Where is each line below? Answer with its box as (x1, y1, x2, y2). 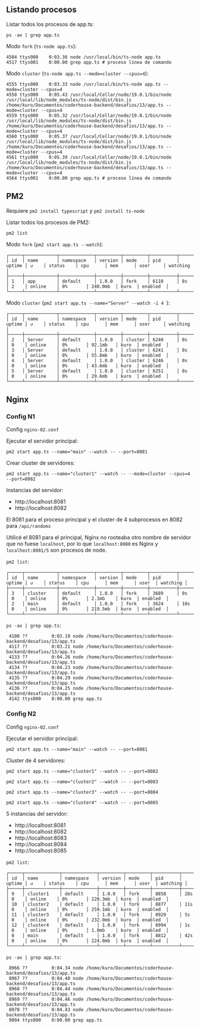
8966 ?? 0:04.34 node (8, 965, 84, 971)
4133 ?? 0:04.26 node (8, 654, 84, 660)
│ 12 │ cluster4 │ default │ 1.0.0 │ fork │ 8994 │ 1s (6, 922, 190, 928)
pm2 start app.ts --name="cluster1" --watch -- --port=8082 (6, 768, 159, 774)
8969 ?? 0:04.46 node (8, 996, 84, 1002)
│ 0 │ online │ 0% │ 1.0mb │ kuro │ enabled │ (6, 927, 169, 933)
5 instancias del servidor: (6, 810, 68, 817)
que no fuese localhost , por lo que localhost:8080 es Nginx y (6, 540, 158, 548)
